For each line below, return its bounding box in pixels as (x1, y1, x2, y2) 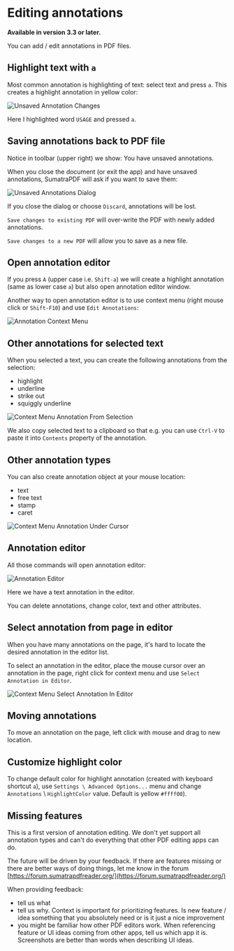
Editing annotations (7, 5, 124, 21)
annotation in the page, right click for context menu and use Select (7, 668, 200, 677)
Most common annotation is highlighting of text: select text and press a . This (7, 80, 228, 89)
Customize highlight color (7, 756, 122, 768)
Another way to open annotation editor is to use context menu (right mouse (7, 296, 224, 305)
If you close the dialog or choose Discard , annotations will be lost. (7, 201, 197, 210)
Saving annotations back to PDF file (7, 135, 166, 148)
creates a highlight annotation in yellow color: (7, 87, 138, 96)
